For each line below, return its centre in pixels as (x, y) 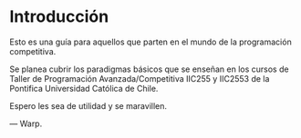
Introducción (59, 17)
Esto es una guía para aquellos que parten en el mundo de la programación (150, 42)
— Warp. (26, 123)
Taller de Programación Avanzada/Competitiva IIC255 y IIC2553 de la (140, 78)
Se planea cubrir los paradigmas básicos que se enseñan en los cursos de (149, 69)
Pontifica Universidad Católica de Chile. (84, 88)
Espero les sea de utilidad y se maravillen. (88, 105)
